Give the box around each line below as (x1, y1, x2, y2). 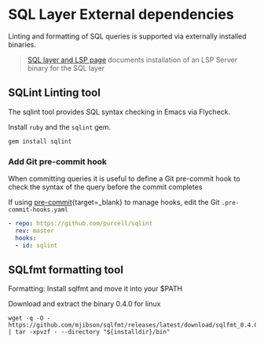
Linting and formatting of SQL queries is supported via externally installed (8, 31, 247, 41)
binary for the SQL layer (27, 63, 105, 72)
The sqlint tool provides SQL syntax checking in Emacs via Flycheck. (8, 107, 231, 116)
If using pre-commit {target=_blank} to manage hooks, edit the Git (8, 197, 220, 207)
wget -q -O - (8, 314, 51, 323)
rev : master (15, 226, 55, 235)
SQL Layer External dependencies (8, 5, 234, 24)
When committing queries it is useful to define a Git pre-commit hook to (8, 174, 240, 183)
